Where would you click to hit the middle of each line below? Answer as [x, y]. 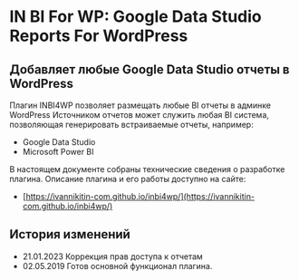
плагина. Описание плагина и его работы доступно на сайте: [128, 179]
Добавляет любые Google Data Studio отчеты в [149, 69]
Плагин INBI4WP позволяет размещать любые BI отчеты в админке [140, 105]
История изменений [70, 234]
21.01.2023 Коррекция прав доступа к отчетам [113, 256]
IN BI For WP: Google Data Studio [135, 17]
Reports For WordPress [99, 36]
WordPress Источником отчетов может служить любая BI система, [140, 115]
